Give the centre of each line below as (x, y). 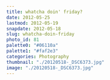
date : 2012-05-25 (28, 17)
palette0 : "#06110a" (33, 46)
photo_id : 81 (23, 40)
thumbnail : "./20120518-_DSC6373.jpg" (55, 62)
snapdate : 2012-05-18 (34, 29)
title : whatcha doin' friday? (45, 12)
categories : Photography (38, 57)
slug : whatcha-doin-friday (40, 34)
